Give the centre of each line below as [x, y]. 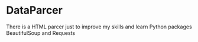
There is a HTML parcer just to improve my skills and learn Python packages [99, 27]
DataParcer [35, 10]
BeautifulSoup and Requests [41, 33]
